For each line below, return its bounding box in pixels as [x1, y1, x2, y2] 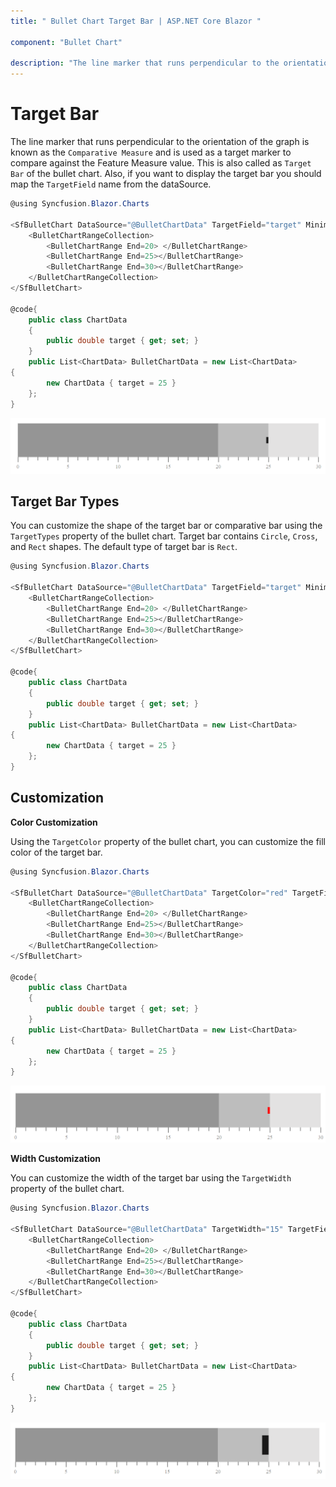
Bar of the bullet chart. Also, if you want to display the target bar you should [10, 168, 322, 180]
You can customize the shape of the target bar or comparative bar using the [10, 520, 323, 532]
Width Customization [10, 1153, 101, 1165]
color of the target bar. [10, 846, 103, 858]
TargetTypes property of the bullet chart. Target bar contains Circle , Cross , [10, 530, 318, 542]
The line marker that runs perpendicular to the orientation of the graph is [10, 136, 310, 148]
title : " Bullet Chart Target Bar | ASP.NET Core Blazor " [10, 16, 262, 26]
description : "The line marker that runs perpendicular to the [10, 58, 280, 69]
